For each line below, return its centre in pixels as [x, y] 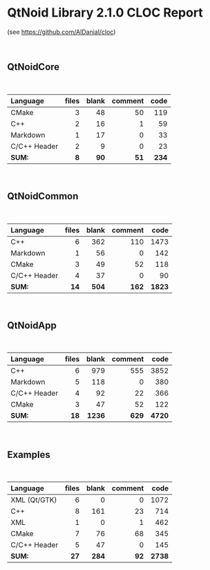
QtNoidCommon [43, 196]
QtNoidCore [34, 67]
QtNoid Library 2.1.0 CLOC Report [105, 13]
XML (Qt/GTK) [34, 500]
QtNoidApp [32, 325]
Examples [29, 454]
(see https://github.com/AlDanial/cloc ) [61, 32]
